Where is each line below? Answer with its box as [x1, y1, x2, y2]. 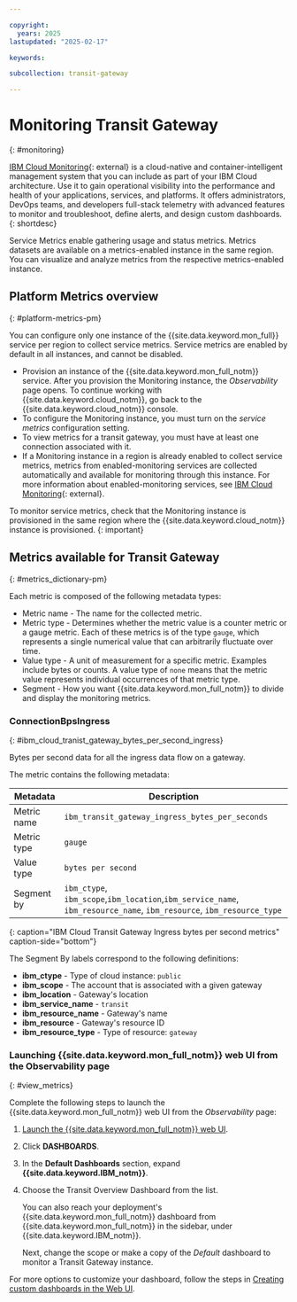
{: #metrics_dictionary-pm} [9, 573, 108, 584]
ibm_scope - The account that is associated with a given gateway [21, 979, 263, 990]
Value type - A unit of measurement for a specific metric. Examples [21, 655, 267, 666]
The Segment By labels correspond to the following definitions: [9, 953, 239, 963]
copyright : [9, 20, 49, 29]
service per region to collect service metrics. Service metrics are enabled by [9, 339, 288, 350]
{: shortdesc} [9, 218, 57, 229]
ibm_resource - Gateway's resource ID [21, 1017, 165, 1028]
